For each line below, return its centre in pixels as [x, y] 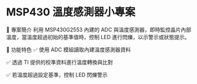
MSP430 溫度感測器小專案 [71, 12]
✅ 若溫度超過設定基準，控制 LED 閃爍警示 [57, 75]
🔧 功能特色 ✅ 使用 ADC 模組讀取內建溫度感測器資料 [69, 49]
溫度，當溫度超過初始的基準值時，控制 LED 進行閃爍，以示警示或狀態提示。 [98, 37]
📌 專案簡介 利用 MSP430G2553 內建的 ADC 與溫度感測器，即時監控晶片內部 [99, 30]
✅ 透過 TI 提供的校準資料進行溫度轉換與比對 [60, 62]
